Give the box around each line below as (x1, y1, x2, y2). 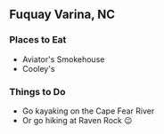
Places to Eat (9, 34, 67, 46)
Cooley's (21, 63, 55, 74)
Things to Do (9, 85, 66, 98)
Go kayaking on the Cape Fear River (21, 106, 155, 116)
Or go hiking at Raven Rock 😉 (21, 114, 133, 125)
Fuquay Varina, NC (9, 7, 116, 22)
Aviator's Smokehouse (21, 53, 105, 65)
